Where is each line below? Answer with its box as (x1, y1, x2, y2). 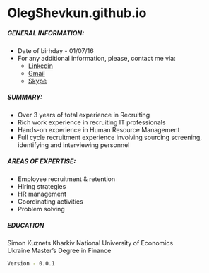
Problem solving (17, 205, 65, 214)
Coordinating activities (17, 197, 83, 206)
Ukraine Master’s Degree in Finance (7, 246, 112, 255)
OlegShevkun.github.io (7, 5, 147, 21)
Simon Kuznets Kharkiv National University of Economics (7, 239, 174, 248)
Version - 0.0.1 (7, 260, 55, 267)
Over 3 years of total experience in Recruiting (17, 111, 150, 120)
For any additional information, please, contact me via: (17, 54, 176, 63)
